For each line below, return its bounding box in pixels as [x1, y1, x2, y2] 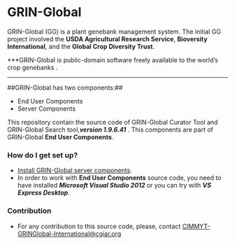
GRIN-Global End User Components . [7, 132, 114, 141]
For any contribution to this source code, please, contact [17, 222, 181, 230]
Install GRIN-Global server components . [17, 166, 132, 175]
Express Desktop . [17, 188, 70, 197]
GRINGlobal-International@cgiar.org [17, 229, 122, 238]
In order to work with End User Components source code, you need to [17, 174, 222, 182]
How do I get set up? [7, 150, 78, 160]
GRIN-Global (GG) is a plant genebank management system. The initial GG [7, 27, 222, 36]
